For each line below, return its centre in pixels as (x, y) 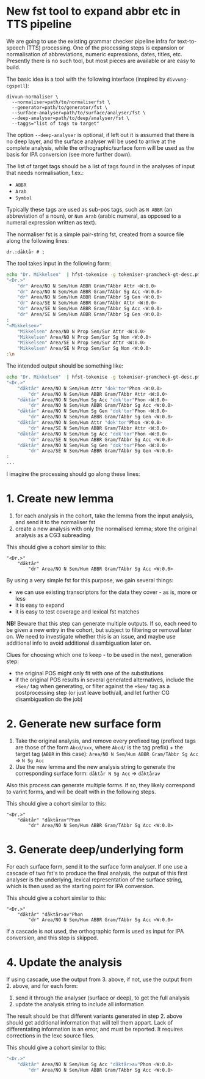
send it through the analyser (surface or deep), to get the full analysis (103, 998)
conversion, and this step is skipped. (52, 938)
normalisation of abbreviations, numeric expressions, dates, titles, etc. (95, 54)
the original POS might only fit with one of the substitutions (89, 673)
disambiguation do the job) (49, 699)
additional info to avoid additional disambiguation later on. (79, 643)
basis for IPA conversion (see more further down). (69, 154)
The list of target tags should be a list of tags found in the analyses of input (101, 166)
